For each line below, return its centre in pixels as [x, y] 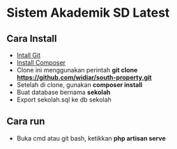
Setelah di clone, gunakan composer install [79, 85]
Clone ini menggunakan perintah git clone [77, 70]
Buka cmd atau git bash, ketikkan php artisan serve [91, 138]
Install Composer [41, 63]
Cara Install [32, 39]
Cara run [26, 121]
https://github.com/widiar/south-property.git [84, 77]
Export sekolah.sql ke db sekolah [64, 100]
